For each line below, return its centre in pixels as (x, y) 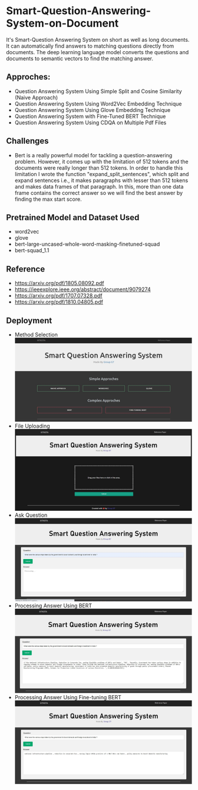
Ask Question (31, 515)
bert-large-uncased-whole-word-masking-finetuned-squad (87, 244)
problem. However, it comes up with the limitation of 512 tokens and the (101, 161)
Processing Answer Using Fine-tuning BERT (68, 697)
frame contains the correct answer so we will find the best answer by (99, 193)
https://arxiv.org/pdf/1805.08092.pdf (59, 283)
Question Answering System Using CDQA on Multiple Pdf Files (90, 123)
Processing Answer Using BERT (53, 606)
